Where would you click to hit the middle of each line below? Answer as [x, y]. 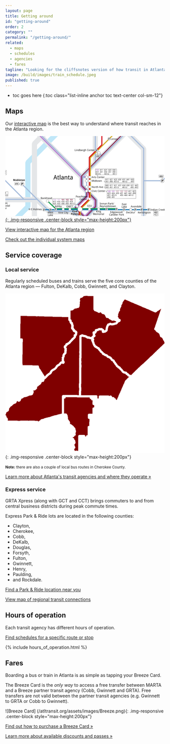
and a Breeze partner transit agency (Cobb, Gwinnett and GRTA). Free [78, 691]
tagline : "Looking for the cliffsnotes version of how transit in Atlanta [86, 70]
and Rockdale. [28, 580]
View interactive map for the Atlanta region [50, 229]
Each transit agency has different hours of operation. [60, 627]
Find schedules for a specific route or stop [49, 637]
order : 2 [14, 27]
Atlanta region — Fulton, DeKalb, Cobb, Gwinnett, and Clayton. [70, 286]
